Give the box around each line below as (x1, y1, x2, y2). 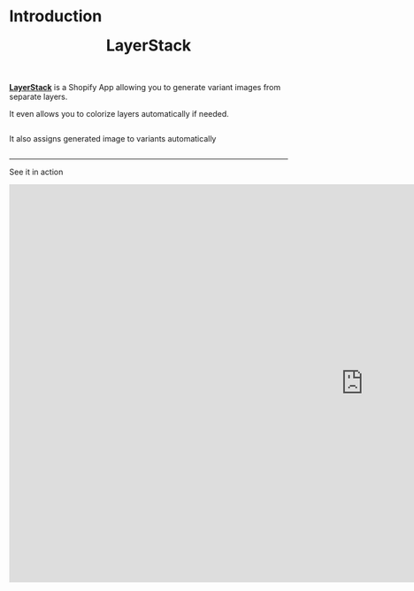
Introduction (9, 6, 103, 27)
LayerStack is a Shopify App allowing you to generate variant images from (9, 81, 281, 92)
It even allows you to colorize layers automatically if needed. (9, 108, 230, 119)
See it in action (9, 166, 64, 177)
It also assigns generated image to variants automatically (9, 133, 217, 143)
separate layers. (9, 91, 68, 102)
